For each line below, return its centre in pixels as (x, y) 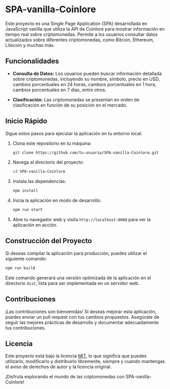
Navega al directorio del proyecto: (48, 162)
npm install (25, 191)
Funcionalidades (32, 61)
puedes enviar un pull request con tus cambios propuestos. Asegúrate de (82, 317)
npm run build (20, 268)
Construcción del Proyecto (49, 241)
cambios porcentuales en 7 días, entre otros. (60, 90)
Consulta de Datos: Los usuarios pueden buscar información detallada (87, 73)
